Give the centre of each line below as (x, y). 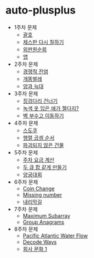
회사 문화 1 (35, 249)
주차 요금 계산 (38, 160)
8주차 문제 (26, 229)
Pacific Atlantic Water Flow (55, 236)
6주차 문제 (26, 182)
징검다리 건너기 (40, 101)
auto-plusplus (41, 10)
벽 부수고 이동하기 (43, 115)
